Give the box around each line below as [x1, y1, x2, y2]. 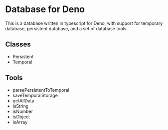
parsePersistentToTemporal [12, 87, 69, 93]
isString [12, 103, 29, 109]
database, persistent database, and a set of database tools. [5, 25, 128, 31]
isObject [12, 113, 30, 119]
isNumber [12, 108, 33, 114]
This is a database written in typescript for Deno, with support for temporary [5, 20, 163, 26]
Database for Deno [5, 4, 85, 15]
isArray [12, 119, 28, 125]
